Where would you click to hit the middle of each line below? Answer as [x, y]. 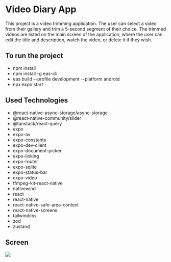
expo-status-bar [30, 172]
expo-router [25, 161]
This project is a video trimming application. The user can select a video [81, 23]
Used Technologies [36, 100]
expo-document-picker [37, 150]
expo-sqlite [25, 167]
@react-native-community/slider [47, 118]
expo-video [25, 177]
